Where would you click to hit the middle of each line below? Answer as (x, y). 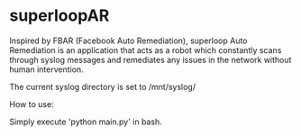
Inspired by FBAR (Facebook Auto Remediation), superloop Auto (128, 41)
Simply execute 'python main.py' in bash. (86, 122)
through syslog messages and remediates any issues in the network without (150, 59)
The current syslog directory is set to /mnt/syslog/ (103, 86)
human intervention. (46, 69)
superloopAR (59, 16)
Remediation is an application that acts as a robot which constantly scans (146, 50)
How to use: (32, 104)
